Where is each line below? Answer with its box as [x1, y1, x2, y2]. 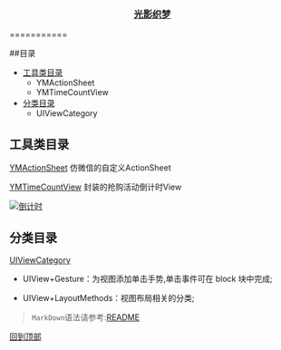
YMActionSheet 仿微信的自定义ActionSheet [9, 162, 172, 173]
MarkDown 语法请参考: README [31, 311, 140, 323]
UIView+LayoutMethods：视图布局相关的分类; [22, 292, 195, 303]
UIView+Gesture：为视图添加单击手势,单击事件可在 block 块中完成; [22, 273, 273, 284]
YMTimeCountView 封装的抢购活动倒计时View [9, 181, 182, 192]
